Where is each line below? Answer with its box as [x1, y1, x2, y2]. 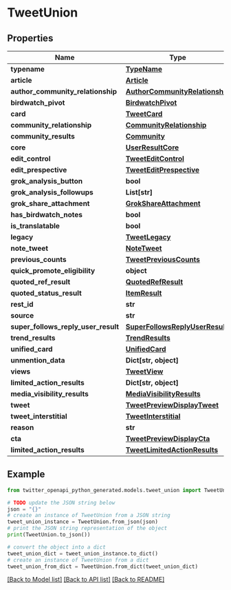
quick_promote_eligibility [10, 266, 96, 275]
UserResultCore [125, 143, 179, 152]
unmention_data [10, 356, 65, 365]
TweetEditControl [125, 154, 184, 163]
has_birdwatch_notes [10, 210, 83, 219]
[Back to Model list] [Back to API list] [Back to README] [7, 576, 165, 584]
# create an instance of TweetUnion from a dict [7, 556, 149, 563]
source [10, 311, 34, 320]
